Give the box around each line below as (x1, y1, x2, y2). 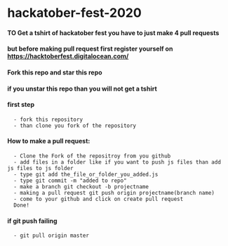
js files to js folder (7, 164, 74, 171)
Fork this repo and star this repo (7, 68, 103, 77)
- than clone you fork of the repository (13, 122, 137, 129)
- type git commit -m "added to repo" (13, 177, 128, 184)
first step (7, 101, 35, 109)
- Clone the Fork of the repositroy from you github (13, 153, 171, 160)
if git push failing (7, 216, 58, 225)
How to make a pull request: (7, 137, 90, 145)
